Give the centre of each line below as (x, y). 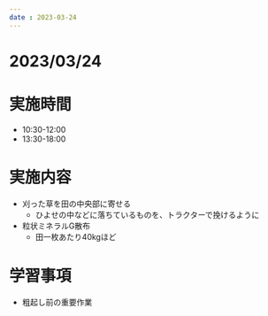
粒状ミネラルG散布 (56, 226)
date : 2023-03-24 (43, 17)
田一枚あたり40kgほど (76, 236)
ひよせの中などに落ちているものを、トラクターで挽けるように (147, 214)
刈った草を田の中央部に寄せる (76, 204)
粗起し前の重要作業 (57, 302)
